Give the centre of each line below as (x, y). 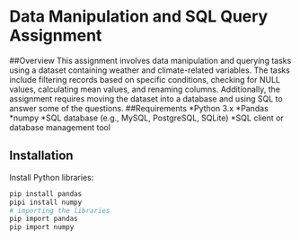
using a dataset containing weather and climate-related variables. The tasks (150, 70)
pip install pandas (46, 194)
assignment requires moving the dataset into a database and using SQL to (146, 98)
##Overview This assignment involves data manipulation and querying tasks (150, 60)
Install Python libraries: (52, 177)
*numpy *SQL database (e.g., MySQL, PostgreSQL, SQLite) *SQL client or (147, 118)
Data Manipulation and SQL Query (139, 17)
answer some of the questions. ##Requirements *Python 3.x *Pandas (139, 108)
